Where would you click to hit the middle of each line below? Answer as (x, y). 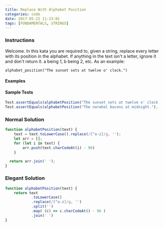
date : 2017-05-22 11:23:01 (32, 19)
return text (26, 193)
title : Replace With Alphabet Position (46, 10)
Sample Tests (19, 92)
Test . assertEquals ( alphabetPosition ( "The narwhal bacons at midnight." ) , (82, 107)
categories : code (23, 14)
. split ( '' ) (42, 206)
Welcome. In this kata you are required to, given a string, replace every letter (82, 51)
